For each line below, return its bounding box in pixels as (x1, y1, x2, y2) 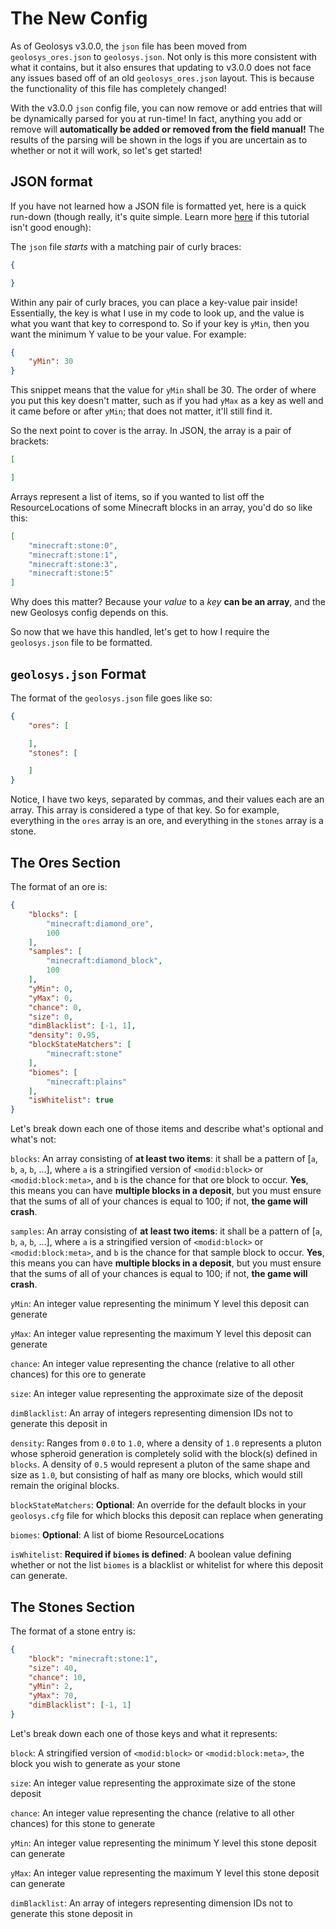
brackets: (10, 435, 50, 447)
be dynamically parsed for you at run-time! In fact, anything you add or (10, 112, 303, 124)
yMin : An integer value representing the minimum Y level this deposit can (10, 1298, 310, 1310)
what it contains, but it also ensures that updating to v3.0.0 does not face (10, 61, 312, 73)
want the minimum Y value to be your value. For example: (10, 328, 247, 340)
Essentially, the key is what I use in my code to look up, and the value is (10, 307, 305, 319)
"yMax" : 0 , (28, 993, 74, 1003)
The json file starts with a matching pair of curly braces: (10, 240, 242, 252)
